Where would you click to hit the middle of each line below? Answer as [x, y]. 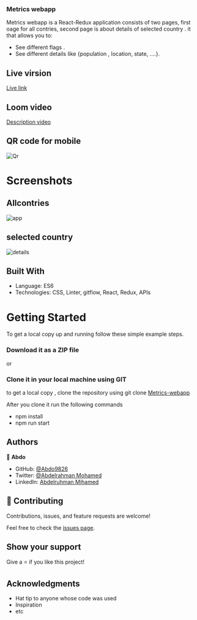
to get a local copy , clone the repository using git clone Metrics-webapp [98, 392]
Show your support [44, 547]
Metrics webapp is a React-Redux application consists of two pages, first [98, 23]
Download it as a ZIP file [43, 350]
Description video [28, 122]
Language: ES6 [34, 286]
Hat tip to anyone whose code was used [66, 599]
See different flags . [40, 47]
